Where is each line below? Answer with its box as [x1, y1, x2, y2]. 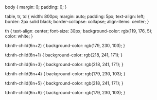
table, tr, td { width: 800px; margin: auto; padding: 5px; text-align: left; [5, 14, 145, 19]
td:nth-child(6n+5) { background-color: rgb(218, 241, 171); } [5, 80, 123, 86]
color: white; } [5, 33, 33, 39]
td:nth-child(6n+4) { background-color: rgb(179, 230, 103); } [5, 71, 125, 77]
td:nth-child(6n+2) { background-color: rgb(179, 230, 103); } [5, 43, 125, 48]
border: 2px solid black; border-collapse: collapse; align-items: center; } [5, 19, 149, 24]
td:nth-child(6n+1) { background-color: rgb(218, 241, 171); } [5, 52, 123, 58]
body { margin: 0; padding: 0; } [5, 4, 67, 10]
